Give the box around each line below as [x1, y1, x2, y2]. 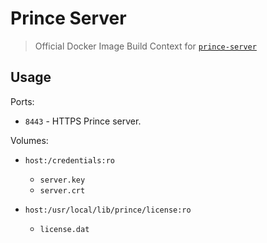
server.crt [39, 185, 86, 196]
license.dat [39, 224, 90, 234]
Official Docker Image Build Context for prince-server [34, 40, 257, 52]
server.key [39, 175, 86, 185]
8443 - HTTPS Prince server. [24, 115, 142, 127]
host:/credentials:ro [24, 155, 115, 166]
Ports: [10, 95, 35, 107]
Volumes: [10, 134, 49, 146]
